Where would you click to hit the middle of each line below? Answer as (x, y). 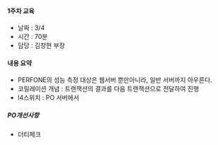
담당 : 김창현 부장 (41, 45)
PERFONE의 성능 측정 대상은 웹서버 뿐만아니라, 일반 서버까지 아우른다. (115, 80)
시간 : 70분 (33, 37)
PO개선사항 (23, 115)
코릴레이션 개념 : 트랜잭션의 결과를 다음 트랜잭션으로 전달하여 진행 (108, 89)
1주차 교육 (21, 11)
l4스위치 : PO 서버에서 (48, 98)
